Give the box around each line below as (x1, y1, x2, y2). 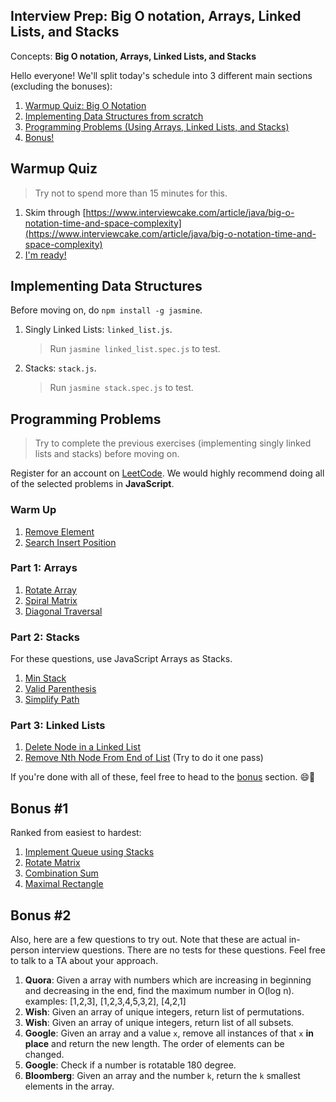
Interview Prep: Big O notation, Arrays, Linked (10, 8, 302, 25)
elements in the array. (24, 1080, 115, 1093)
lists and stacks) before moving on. (34, 448, 180, 460)
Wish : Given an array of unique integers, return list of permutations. (24, 1006, 305, 1018)
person (10, 944, 40, 956)
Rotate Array (24, 584, 77, 596)
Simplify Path (24, 694, 80, 706)
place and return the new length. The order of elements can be (24, 1038, 285, 1050)
